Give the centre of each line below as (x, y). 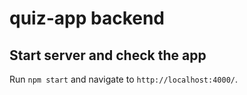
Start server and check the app (108, 55)
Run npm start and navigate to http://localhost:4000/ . (124, 79)
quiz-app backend (87, 18)
